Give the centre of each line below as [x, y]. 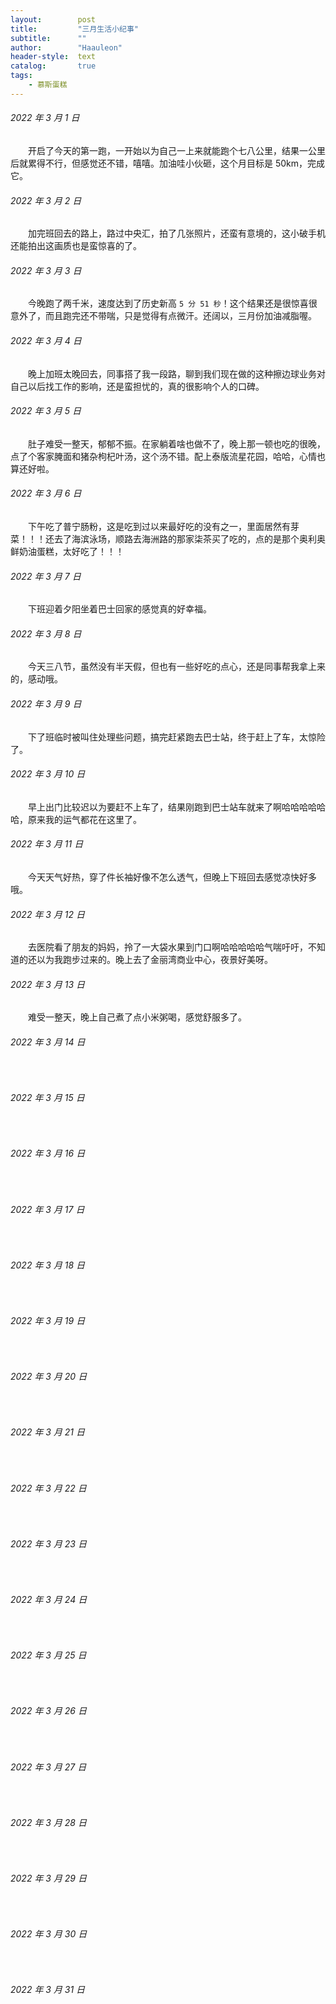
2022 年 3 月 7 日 [46, 576]
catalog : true [53, 66]
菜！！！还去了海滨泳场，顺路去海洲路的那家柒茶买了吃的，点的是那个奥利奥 [168, 538]
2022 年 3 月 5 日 [46, 411]
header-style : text [53, 57]
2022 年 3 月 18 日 [48, 1265]
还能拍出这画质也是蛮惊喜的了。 [76, 246]
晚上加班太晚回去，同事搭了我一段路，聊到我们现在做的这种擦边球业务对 [177, 373]
